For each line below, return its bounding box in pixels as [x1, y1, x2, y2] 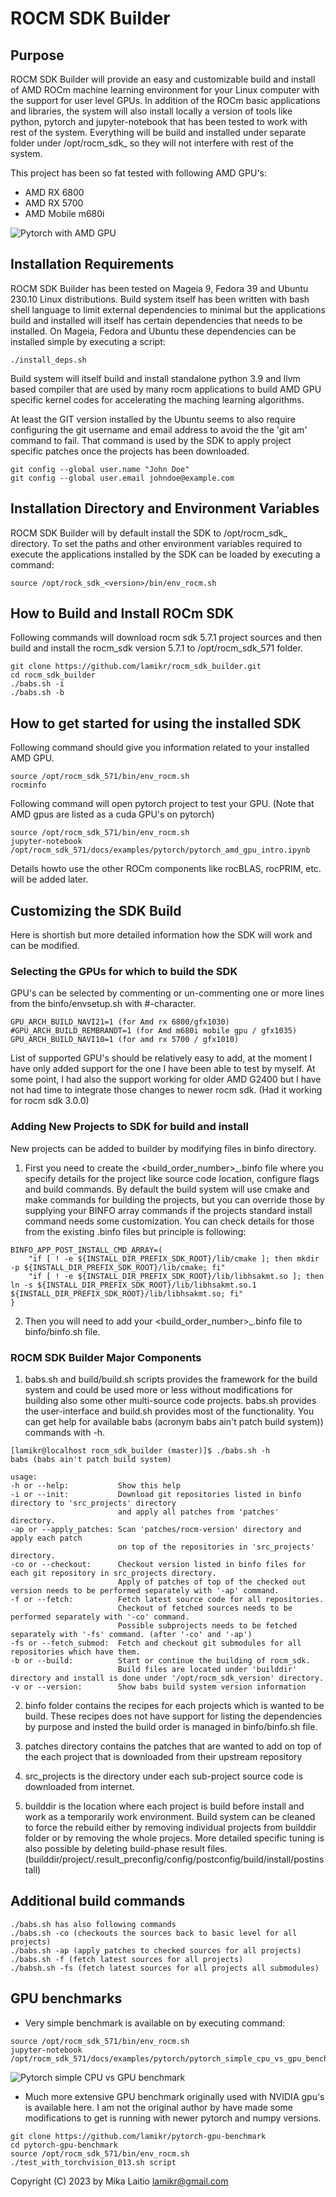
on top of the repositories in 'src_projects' [117, 1542, 315, 1552]
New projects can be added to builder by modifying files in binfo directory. [10, 1142, 317, 1154]
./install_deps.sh [10, 355, 87, 365]
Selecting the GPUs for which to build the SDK [10, 964, 238, 978]
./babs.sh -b [10, 688, 65, 698]
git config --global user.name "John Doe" [10, 464, 190, 474]
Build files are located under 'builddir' [117, 1664, 298, 1674]
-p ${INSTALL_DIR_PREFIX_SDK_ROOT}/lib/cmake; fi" [10, 1262, 226, 1272]
